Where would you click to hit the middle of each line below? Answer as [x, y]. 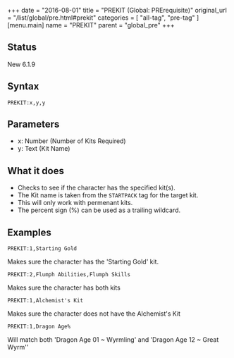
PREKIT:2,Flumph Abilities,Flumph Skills [69, 275]
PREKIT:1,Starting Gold [42, 249]
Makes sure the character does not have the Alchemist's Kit [94, 314]
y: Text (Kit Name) [44, 149]
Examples [29, 232]
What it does [36, 171]
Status [22, 48]
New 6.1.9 [21, 64]
